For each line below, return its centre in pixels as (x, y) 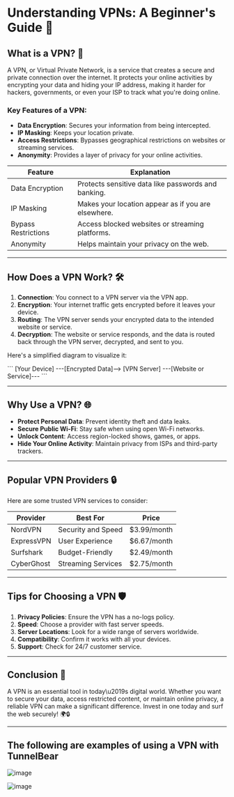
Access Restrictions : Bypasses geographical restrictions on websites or (122, 140)
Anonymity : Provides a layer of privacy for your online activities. (110, 155)
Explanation (150, 172)
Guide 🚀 (30, 28)
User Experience (85, 541)
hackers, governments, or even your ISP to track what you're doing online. (114, 92)
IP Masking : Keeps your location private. (76, 133)
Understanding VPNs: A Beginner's (111, 13)
